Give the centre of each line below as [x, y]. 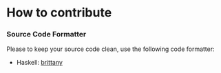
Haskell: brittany [40, 63]
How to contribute [59, 13]
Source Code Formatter [46, 34]
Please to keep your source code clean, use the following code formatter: [110, 49]
